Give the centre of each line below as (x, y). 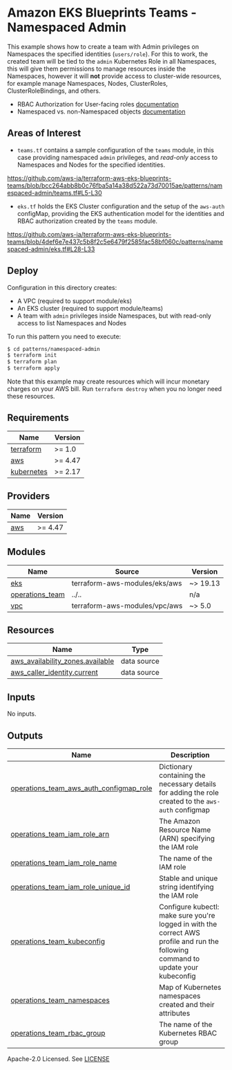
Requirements (38, 418)
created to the (182, 801)
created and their (187, 1004)
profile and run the (188, 941)
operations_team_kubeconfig (58, 941)
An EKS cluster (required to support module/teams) (90, 308)
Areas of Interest (44, 133)
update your (178, 967)
